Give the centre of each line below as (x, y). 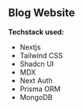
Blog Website (41, 13)
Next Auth (36, 80)
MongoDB (36, 97)
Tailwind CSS (41, 55)
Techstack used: (36, 31)
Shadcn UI (36, 64)
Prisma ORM (40, 89)
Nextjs (30, 47)
